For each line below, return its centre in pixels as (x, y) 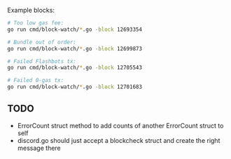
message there (39, 148)
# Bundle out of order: (42, 42)
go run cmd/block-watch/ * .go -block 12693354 (75, 29)
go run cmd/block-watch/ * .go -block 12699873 (75, 48)
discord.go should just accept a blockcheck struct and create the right (119, 140)
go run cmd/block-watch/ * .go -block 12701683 (75, 87)
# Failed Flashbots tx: (42, 61)
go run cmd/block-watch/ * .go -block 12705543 (75, 68)
